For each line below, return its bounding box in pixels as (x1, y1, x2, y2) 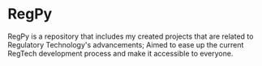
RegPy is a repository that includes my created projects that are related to (7, 31, 254, 41)
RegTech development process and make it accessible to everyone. (7, 48, 234, 58)
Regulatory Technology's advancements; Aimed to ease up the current (7, 39, 244, 49)
